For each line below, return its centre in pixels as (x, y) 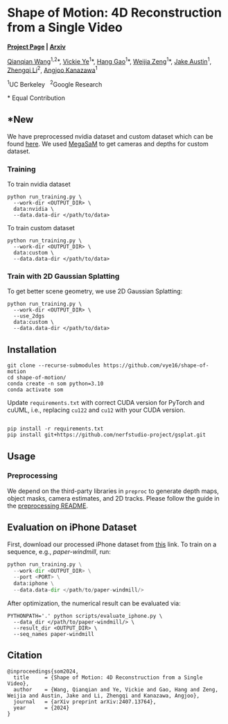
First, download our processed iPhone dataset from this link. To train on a (112, 544)
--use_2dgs (29, 316)
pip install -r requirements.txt (55, 429)
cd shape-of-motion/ (37, 378)
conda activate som (35, 390)
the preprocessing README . (48, 506)
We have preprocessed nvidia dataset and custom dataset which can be (110, 136)
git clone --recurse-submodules (54, 365)
